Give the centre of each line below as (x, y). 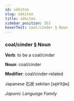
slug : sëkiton (19, 14)
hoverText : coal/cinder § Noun (37, 28)
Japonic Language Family (31, 94)
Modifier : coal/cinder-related (34, 74)
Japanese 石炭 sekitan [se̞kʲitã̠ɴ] (37, 84)
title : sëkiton (20, 18)
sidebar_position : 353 (28, 23)
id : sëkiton (17, 9)
